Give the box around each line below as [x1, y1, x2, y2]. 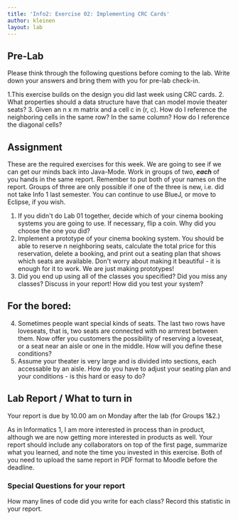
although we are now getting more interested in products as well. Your [7, 433, 213, 441]
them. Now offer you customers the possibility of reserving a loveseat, [17, 334, 224, 342]
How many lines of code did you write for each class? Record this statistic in [7, 497, 231, 505]
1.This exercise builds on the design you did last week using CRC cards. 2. [7, 90, 225, 99]
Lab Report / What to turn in [7, 393, 133, 405]
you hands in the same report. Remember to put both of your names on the [7, 175, 227, 184]
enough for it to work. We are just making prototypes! [17, 265, 174, 272]
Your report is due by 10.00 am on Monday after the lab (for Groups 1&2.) [7, 411, 220, 420]
